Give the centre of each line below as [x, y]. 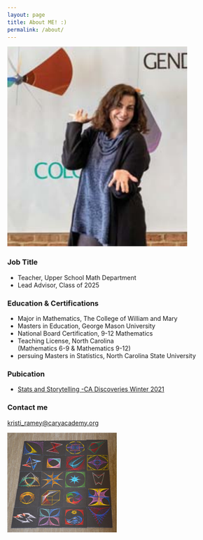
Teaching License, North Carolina [65, 341]
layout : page [26, 15]
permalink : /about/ [36, 29]
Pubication [26, 374]
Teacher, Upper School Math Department [77, 277]
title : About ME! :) [37, 22]
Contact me [28, 407]
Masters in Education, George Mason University [86, 326]
